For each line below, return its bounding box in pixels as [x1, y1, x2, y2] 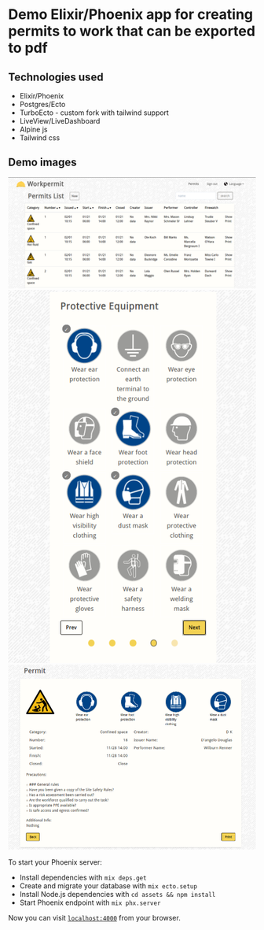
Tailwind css [19, 133, 60, 143]
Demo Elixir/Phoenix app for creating [8, 6, 254, 24]
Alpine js [19, 124, 48, 134]
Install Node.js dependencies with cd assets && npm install [19, 890, 216, 899]
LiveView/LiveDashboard [19, 117, 101, 125]
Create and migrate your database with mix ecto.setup [19, 881, 198, 891]
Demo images [8, 156, 77, 169]
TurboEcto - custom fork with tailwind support [19, 108, 169, 117]
